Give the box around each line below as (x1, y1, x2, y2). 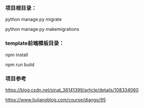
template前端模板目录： (5, 40, 65, 47)
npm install (5, 52, 28, 58)
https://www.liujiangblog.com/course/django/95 (5, 96, 106, 102)
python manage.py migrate (5, 16, 62, 22)
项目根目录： (5, 4, 37, 11)
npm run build (5, 61, 35, 67)
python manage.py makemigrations (5, 26, 80, 32)
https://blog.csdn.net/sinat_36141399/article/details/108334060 (5, 87, 139, 93)
